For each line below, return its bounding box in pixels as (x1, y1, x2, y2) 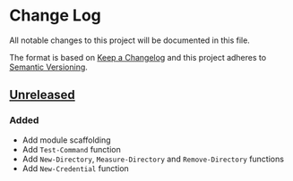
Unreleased (9, 87, 76, 103)
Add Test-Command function (22, 144, 121, 154)
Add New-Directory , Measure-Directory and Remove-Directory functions (22, 153, 285, 164)
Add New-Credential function (22, 162, 130, 174)
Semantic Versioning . (9, 62, 88, 72)
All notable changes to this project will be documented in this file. (9, 35, 251, 45)
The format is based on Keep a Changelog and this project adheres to (9, 52, 267, 62)
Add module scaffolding (22, 135, 111, 145)
